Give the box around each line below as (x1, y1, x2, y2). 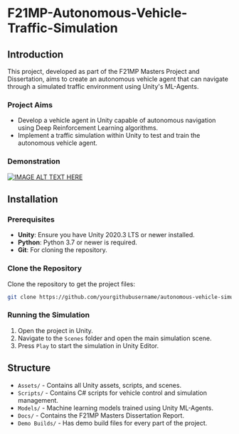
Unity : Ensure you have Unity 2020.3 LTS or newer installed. (17, 231, 196, 239)
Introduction (7, 48, 64, 60)
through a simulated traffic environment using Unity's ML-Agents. (7, 82, 199, 90)
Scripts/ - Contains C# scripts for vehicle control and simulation (17, 389, 208, 397)
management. (17, 396, 59, 404)
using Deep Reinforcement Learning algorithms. (17, 124, 159, 132)
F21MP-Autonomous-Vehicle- (7, 5, 188, 21)
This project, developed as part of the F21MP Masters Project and (7, 67, 200, 75)
